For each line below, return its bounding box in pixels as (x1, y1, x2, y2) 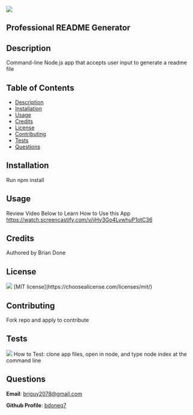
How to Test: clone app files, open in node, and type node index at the (13, 350, 188, 358)
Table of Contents (6, 83, 75, 93)
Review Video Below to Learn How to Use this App (6, 210, 131, 217)
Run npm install (6, 176, 44, 183)
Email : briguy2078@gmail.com (6, 390, 83, 397)
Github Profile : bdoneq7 (6, 401, 67, 409)
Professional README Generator (6, 23, 131, 33)
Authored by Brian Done (6, 249, 66, 256)
